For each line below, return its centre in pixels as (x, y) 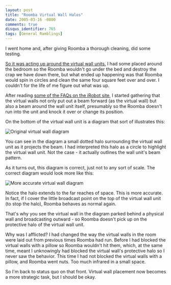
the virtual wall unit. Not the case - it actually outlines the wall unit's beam (83, 152)
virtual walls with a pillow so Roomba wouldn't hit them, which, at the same (84, 245)
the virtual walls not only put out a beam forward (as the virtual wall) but (81, 101)
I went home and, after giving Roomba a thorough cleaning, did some (78, 48)
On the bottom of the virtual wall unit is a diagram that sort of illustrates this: (85, 122)
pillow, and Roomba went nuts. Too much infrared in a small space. (76, 262)
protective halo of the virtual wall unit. (45, 225)
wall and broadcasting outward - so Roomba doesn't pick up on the (76, 219)
